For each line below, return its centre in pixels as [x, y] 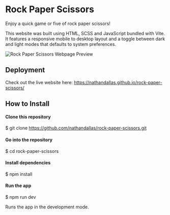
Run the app [18, 186]
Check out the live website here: [39, 82]
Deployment [25, 70]
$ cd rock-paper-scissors [32, 151]
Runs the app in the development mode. [47, 207]
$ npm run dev [21, 197]
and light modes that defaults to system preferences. [61, 44]
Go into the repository [29, 140]
